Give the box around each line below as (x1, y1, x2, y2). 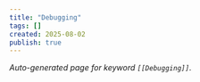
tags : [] (9, 21, 42, 30)
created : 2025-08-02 (9, 29, 87, 38)
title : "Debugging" (9, 12, 82, 22)
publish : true (9, 37, 62, 47)
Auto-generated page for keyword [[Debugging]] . (9, 62, 192, 73)
